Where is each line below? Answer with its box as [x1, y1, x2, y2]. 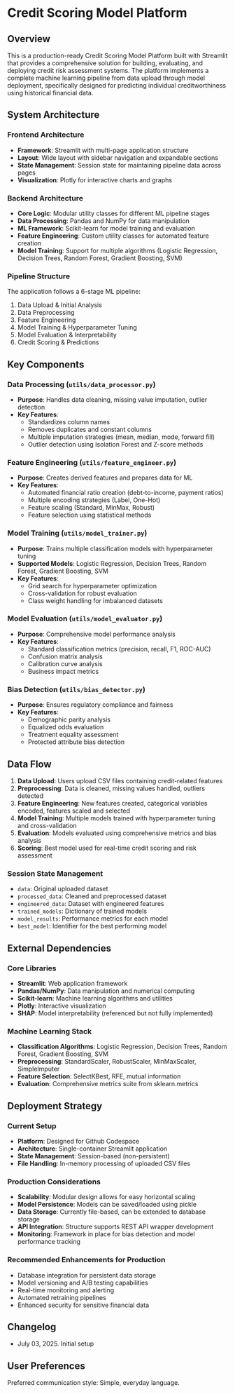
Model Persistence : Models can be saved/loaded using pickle [17, 1200, 197, 1209]
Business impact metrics [27, 667, 99, 675]
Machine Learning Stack [7, 1026, 92, 1036]
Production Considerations [7, 1177, 101, 1186]
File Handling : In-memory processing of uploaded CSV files [17, 1159, 191, 1168]
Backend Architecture [7, 193, 84, 203]
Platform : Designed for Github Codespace [17, 1137, 140, 1145]
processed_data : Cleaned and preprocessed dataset [17, 892, 166, 900]
